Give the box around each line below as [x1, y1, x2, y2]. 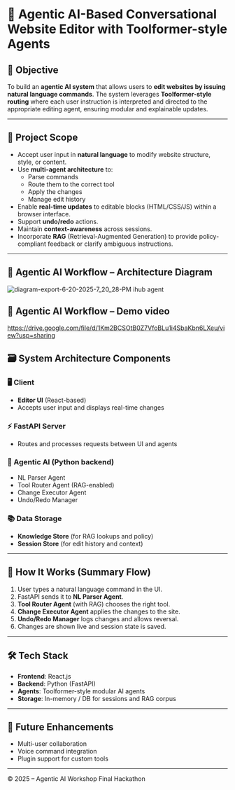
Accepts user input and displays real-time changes [17, 403, 164, 412]
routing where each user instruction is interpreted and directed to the [7, 97, 208, 106]
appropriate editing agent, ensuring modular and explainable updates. [7, 105, 208, 113]
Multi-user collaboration [17, 740, 87, 748]
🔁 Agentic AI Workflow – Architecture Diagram [7, 266, 213, 279]
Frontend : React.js [17, 672, 71, 680]
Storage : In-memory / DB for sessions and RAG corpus [17, 694, 176, 702]
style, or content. [17, 158, 67, 166]
